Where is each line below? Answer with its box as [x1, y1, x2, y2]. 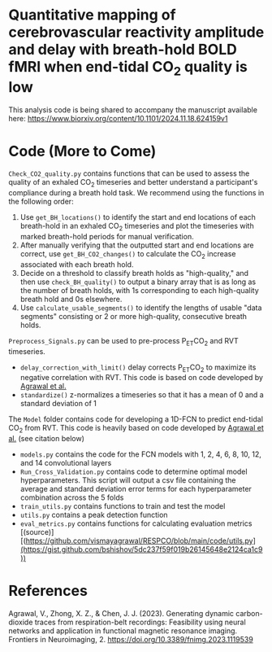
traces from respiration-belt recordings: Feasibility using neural [34, 617, 246, 628]
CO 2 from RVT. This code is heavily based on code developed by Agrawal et [8, 423, 264, 435]
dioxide [8, 617, 33, 628]
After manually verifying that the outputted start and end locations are [19, 240, 254, 250]
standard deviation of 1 [19, 399, 97, 409]
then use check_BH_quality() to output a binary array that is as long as [19, 277, 257, 287]
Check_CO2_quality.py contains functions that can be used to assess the [8, 168, 250, 178]
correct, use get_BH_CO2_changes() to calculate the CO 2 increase [19, 249, 236, 260]
